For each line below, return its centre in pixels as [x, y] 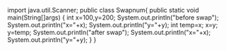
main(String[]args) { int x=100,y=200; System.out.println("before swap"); [113, 17]
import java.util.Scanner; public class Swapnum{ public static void [103, 10]
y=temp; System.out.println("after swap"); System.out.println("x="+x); [109, 32]
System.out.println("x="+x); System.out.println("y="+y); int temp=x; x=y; [113, 25]
